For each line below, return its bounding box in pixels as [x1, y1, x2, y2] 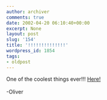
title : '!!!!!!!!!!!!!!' [6, 43, 69, 49]
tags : [6, 53, 20, 59]
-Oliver [6, 88, 23, 95]
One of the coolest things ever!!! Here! [6, 75, 101, 83]
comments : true [6, 14, 44, 20]
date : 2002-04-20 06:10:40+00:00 [6, 20, 90, 26]
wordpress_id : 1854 [6, 48, 55, 54]
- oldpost [6, 59, 31, 65]
